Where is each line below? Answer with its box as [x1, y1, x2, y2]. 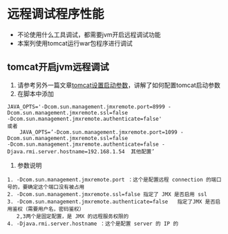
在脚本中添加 [17, 89, 54, 97]
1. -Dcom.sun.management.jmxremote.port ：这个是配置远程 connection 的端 [7, 176, 217, 183]
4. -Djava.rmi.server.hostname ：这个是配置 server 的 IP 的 [7, 220, 178, 227]
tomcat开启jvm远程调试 [7, 61, 109, 73]
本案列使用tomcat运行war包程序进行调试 [17, 39, 133, 47]
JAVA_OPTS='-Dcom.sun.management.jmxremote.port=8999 [7, 103, 166, 110]
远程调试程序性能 [7, 6, 105, 22]
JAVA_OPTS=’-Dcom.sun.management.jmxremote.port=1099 [19, 128, 178, 135]
